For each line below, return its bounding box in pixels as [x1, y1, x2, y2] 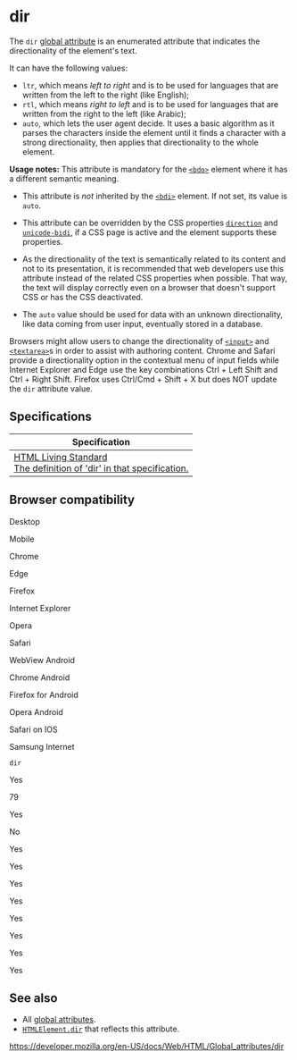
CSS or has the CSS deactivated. [21, 291, 144, 302]
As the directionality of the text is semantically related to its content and [21, 253, 286, 265]
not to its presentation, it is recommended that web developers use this [21, 263, 284, 273]
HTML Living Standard [13, 450, 108, 463]
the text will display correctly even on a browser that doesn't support [21, 282, 276, 292]
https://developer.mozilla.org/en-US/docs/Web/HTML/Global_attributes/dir [9, 1041, 285, 1052]
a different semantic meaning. [9, 172, 120, 184]
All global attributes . [21, 1014, 96, 1025]
